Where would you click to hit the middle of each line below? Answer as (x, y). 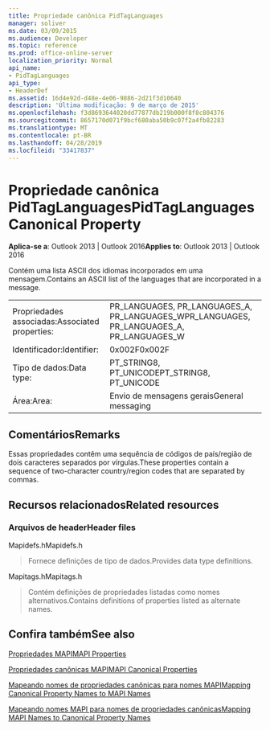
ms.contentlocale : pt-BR (50, 135)
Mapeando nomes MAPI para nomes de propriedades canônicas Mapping (130, 709)
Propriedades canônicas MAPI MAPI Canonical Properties (103, 669)
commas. (24, 480)
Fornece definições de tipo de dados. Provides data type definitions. (140, 560)
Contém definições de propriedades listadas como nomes (124, 592)
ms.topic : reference (43, 46)
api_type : (25, 83)
